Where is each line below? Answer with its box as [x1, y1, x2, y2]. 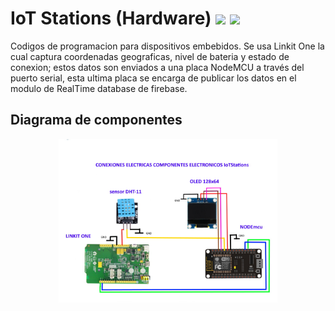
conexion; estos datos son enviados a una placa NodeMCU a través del [10, 61, 305, 73]
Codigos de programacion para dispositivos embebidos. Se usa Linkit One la [10, 40, 325, 52]
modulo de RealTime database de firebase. [10, 82, 188, 94]
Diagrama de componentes [10, 112, 183, 129]
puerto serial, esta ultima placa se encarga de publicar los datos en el [10, 72, 297, 84]
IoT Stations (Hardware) [10, 7, 212, 30]
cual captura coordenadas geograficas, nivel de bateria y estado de [10, 50, 290, 62]
